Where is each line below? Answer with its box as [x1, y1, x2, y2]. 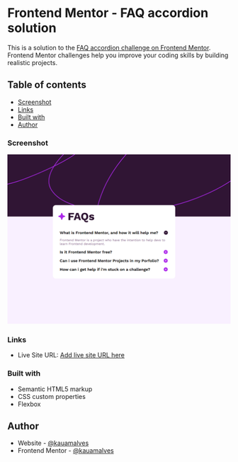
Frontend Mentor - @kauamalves [17, 446, 115, 455]
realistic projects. [7, 58, 58, 67]
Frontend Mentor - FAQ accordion [7, 5, 209, 21]
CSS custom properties [17, 392, 86, 400]
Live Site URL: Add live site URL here [17, 351, 125, 359]
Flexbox [17, 400, 41, 408]
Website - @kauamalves [17, 439, 89, 447]
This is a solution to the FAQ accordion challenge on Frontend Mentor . [7, 43, 211, 52]
